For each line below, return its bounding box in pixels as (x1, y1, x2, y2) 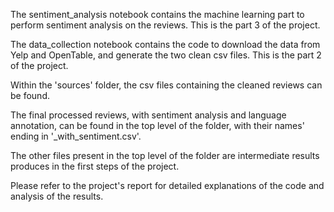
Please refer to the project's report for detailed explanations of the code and (10, 180, 325, 191)
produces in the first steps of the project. (10, 160, 180, 172)
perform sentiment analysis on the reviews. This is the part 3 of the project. (10, 19, 321, 31)
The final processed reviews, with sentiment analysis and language (10, 109, 287, 121)
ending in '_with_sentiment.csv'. (10, 130, 142, 142)
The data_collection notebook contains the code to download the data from (10, 39, 321, 50)
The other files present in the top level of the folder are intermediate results (10, 150, 320, 161)
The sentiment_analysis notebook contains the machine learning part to (10, 9, 305, 20)
